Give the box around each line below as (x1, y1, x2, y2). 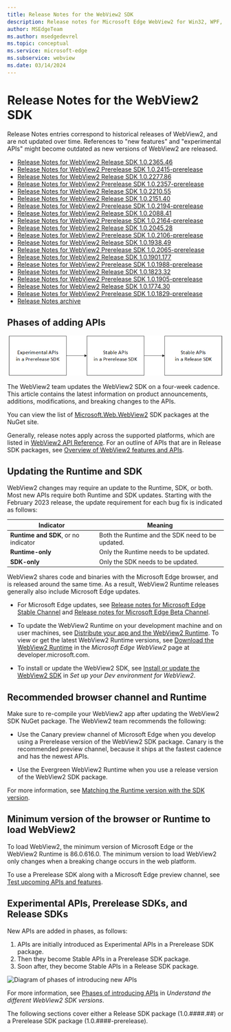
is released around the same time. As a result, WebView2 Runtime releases (7, 580, 219, 589)
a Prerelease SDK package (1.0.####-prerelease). (7, 1016, 148, 1025)
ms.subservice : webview (7, 55, 76, 62)
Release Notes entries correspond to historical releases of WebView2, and (7, 129, 218, 138)
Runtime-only (10, 548, 52, 556)
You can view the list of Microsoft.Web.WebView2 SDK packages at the (7, 410, 210, 419)
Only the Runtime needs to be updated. (98, 548, 210, 556)
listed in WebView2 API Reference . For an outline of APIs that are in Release (7, 438, 221, 447)
